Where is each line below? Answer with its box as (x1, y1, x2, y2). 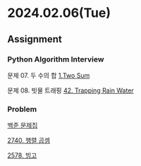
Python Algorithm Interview (7, 54, 104, 64)
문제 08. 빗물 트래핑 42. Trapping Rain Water (7, 86, 134, 95)
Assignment (7, 33, 62, 45)
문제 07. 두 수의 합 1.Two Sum (7, 71, 90, 79)
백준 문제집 (7, 121, 38, 130)
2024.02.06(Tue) (7, 5, 111, 21)
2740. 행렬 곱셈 (7, 136, 51, 145)
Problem (7, 104, 37, 114)
